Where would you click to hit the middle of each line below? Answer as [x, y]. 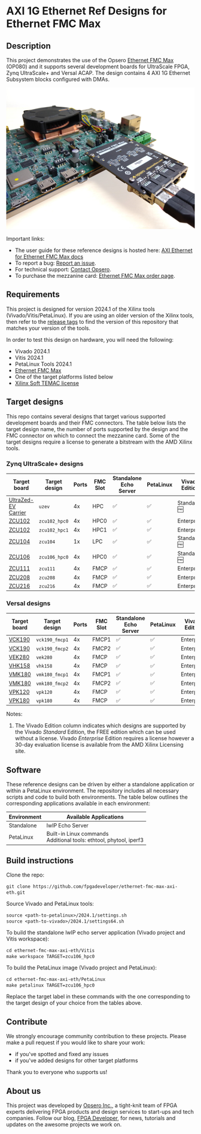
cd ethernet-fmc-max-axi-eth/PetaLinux [56, 980]
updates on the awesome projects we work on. [64, 1124]
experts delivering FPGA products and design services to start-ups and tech [100, 1111]
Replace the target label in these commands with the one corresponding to [98, 997]
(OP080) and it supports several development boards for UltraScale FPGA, [98, 66]
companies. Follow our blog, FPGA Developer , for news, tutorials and [91, 1118]
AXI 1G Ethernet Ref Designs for [87, 11]
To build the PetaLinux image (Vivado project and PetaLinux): [82, 968]
